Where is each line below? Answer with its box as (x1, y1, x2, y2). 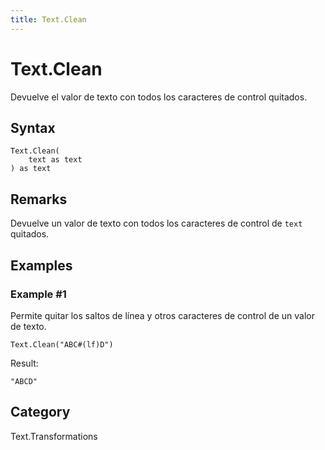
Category (10, 404, 71, 421)
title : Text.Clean (10, 14, 87, 25)
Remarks (10, 191, 68, 208)
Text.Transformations (10, 430, 98, 442)
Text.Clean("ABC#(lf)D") (10, 339, 114, 350)
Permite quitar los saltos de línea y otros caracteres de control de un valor (10, 309, 315, 321)
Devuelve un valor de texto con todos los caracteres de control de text (10, 217, 303, 230)
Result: (10, 357, 39, 369)
